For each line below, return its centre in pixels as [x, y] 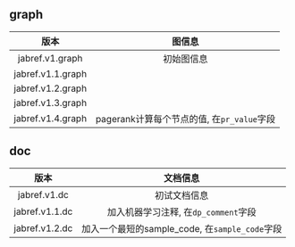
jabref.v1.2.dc [43, 228]
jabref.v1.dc [43, 194]
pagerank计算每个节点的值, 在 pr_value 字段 [185, 119]
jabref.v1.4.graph [51, 118]
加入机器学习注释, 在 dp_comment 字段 [181, 211]
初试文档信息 [182, 195]
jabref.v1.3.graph [51, 103]
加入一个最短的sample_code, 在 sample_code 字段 [182, 228]
